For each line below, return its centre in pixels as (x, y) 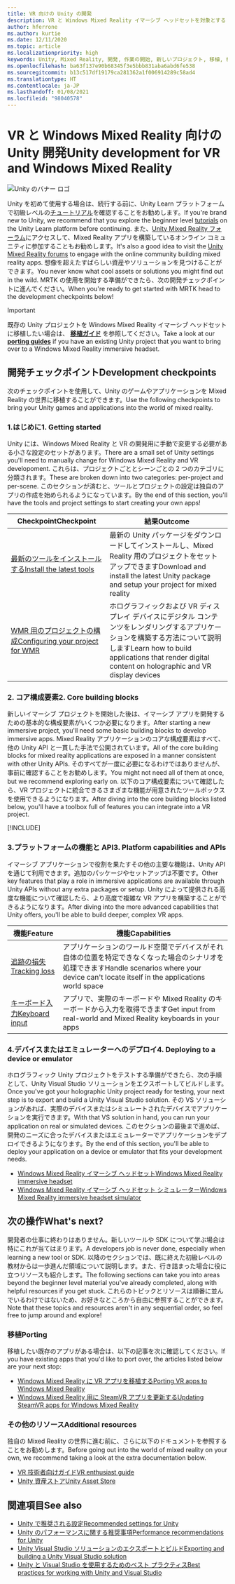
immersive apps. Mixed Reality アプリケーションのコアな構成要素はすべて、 (116, 739)
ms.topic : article (34, 46)
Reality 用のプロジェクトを (153, 557)
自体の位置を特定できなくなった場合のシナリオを (143, 957)
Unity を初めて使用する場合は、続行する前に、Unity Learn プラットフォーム (116, 204)
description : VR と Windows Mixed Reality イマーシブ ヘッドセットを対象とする (116, 20)
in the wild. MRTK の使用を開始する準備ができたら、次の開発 (95, 280)
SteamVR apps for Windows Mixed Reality (78, 1405)
